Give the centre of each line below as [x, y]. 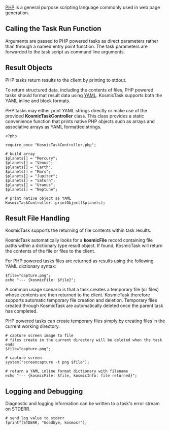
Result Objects [29, 68]
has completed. [22, 311]
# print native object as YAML [38, 198]
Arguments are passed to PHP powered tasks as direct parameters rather [82, 41]
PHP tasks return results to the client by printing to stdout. [66, 80]
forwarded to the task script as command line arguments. [65, 52]
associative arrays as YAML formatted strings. [53, 127]
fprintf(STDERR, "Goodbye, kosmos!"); [46, 423]
